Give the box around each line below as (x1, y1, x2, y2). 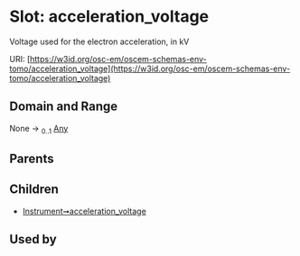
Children (9, 182, 59, 197)
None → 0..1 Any (9, 123, 69, 136)
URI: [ (9, 53, 31, 64)
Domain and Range (9, 99, 118, 114)
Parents (9, 151, 54, 166)
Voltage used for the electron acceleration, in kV (9, 36, 190, 47)
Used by (9, 232, 57, 247)
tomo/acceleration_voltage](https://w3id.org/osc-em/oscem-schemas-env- (9, 63, 291, 74)
